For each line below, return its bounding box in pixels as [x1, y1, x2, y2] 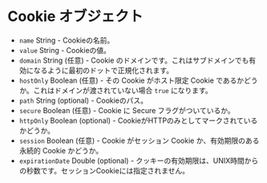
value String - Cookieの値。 [18, 45, 111, 55]
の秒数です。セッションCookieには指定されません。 [18, 165, 190, 175]
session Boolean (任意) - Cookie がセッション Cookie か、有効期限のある [18, 136, 260, 145]
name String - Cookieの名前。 [18, 35, 115, 45]
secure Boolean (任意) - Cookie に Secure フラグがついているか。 [18, 105, 235, 115]
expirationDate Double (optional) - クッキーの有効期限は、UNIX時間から [18, 156, 259, 165]
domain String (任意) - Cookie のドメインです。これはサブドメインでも [18, 55, 249, 65]
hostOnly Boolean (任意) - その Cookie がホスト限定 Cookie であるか [18, 75, 245, 85]
